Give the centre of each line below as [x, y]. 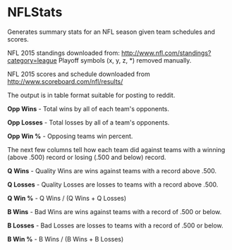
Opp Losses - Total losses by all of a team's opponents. [88, 122]
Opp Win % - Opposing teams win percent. [70, 136]
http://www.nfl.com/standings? [166, 53]
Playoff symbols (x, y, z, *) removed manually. [125, 60]
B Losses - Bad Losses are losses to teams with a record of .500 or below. [115, 225]
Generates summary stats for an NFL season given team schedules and [111, 32]
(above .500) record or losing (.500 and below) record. [87, 157]
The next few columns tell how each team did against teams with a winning [116, 149]
